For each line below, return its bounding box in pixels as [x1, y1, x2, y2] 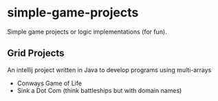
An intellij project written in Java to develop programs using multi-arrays [7, 65, 212, 74]
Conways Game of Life [17, 79, 83, 87]
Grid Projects [7, 47, 65, 59]
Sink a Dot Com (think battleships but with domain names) [17, 86, 182, 94]
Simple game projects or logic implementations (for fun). [7, 27, 167, 36]
